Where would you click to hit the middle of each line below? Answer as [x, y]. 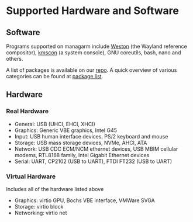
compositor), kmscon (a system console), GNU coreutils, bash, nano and [94, 53]
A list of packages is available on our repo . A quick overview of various [92, 70]
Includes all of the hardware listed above [55, 189]
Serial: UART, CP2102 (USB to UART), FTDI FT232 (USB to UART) [93, 161]
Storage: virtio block [39, 206]
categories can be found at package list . [55, 76]
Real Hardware [27, 111]
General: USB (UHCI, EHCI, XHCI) [55, 124]
